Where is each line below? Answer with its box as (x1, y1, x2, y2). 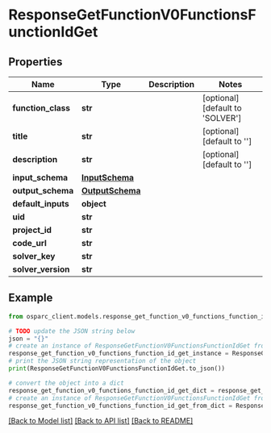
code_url (12, 238, 47, 248)
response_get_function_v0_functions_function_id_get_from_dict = (8, 402, 232, 410)
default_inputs (12, 198, 70, 209)
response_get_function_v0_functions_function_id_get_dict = (8, 386, 215, 394)
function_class (12, 102, 71, 114)
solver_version (12, 264, 70, 275)
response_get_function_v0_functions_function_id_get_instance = (8, 349, 229, 358)
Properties (8, 55, 63, 69)
